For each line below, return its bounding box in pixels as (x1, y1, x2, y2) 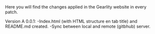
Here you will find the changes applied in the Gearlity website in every (5, 4, 147, 10)
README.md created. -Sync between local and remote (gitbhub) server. (5, 23, 151, 29)
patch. (5, 9, 18, 15)
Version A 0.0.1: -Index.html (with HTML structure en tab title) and (5, 19, 137, 24)
